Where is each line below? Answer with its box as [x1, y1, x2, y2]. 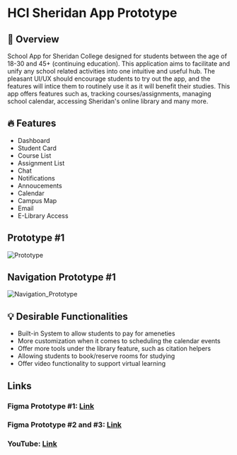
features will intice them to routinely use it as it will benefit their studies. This [7, 82, 231, 90]
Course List [17, 151, 52, 160]
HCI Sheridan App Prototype [7, 5, 178, 21]
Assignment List [17, 159, 65, 167]
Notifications [17, 173, 55, 182]
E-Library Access [17, 211, 69, 220]
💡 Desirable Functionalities [7, 310, 129, 323]
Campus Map [17, 196, 57, 205]
